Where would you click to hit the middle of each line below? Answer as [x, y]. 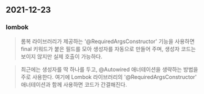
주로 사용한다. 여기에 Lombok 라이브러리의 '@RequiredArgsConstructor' [109, 77]
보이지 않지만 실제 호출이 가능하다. [61, 56]
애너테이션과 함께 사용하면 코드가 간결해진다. [74, 84]
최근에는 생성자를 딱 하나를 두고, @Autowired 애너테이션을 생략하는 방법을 [109, 69]
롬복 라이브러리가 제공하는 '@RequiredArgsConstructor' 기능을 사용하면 [107, 41]
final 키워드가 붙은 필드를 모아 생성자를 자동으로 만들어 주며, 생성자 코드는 [108, 49]
